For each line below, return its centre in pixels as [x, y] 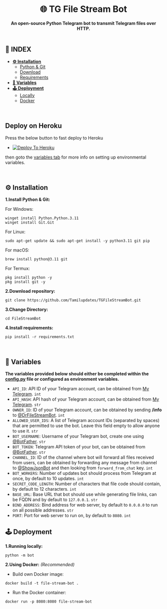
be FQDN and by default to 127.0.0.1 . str [55, 500]
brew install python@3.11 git [37, 260]
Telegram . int [27, 394]
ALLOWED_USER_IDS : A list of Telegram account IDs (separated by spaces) [86, 421]
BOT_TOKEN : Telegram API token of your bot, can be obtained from [79, 447]
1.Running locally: [24, 546]
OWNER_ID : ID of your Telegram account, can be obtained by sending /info [87, 410]
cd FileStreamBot [23, 319]
